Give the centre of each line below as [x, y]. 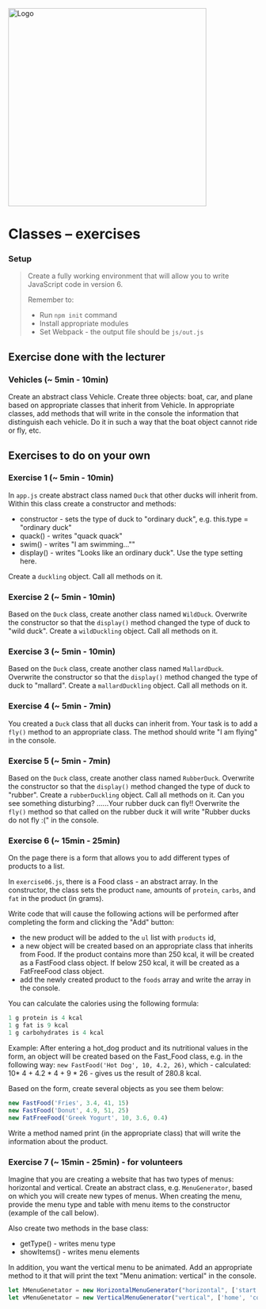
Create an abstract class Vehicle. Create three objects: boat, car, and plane [131, 397]
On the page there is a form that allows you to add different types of [119, 858]
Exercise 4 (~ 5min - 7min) [60, 706]
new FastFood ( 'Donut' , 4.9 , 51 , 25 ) [68, 1110]
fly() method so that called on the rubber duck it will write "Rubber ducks [129, 812]
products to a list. [36, 866]
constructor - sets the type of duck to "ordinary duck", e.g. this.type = [134, 519]
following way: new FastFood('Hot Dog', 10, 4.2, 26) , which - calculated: [130, 1064]
